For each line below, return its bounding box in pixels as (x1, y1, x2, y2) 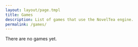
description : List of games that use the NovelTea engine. (5, 17, 134, 22)
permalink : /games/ (5, 21, 47, 27)
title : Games (5, 12, 33, 17)
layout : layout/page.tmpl (5, 7, 60, 13)
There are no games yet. (5, 36, 57, 42)
